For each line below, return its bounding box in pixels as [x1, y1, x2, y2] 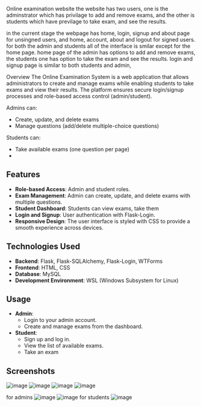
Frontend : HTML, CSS [14, 263, 70, 271]
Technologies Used [6, 241, 80, 252]
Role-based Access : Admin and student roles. [14, 185, 131, 192]
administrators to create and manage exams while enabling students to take [6, 80, 194, 87]
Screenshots [6, 366, 55, 376]
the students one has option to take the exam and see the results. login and [6, 55, 193, 62]
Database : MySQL [14, 270, 61, 277]
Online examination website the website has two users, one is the [6, 5, 169, 12]
